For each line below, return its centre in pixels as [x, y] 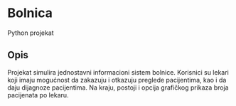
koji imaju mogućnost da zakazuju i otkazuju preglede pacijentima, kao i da [117, 80]
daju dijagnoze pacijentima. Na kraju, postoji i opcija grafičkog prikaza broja [118, 88]
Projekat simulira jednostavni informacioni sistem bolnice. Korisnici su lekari [118, 72]
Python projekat [31, 33]
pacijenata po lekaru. [38, 95]
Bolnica [30, 13]
